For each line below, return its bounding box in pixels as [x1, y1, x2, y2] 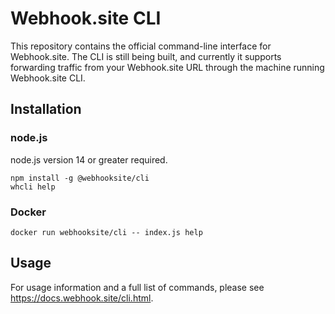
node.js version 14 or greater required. [10, 153, 168, 166]
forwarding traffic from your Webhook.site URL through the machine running [10, 61, 325, 73]
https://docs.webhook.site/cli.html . [10, 292, 154, 304]
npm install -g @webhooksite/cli [10, 173, 150, 183]
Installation [10, 101, 82, 118]
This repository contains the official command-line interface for [10, 40, 272, 52]
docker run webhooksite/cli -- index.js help [10, 227, 203, 237]
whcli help [10, 182, 56, 192]
